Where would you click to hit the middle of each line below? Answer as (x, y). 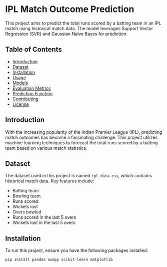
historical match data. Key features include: (50, 181)
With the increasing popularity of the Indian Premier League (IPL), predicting (84, 132)
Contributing (25, 99)
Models (20, 83)
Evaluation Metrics (31, 88)
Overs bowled (27, 212)
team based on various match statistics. (46, 148)
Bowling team (26, 196)
